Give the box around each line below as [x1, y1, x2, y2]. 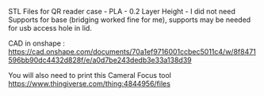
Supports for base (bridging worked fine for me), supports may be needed [8, 15, 251, 24]
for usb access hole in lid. [8, 24, 93, 32]
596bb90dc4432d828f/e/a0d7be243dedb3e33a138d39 [8, 55, 192, 65]
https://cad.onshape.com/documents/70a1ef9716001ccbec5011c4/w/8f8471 [8, 47, 256, 56]
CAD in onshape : [8, 39, 66, 48]
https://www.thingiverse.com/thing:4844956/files [8, 79, 170, 88]
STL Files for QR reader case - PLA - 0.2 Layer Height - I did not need [8, 7, 235, 16]
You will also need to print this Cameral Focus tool [8, 71, 172, 79]
